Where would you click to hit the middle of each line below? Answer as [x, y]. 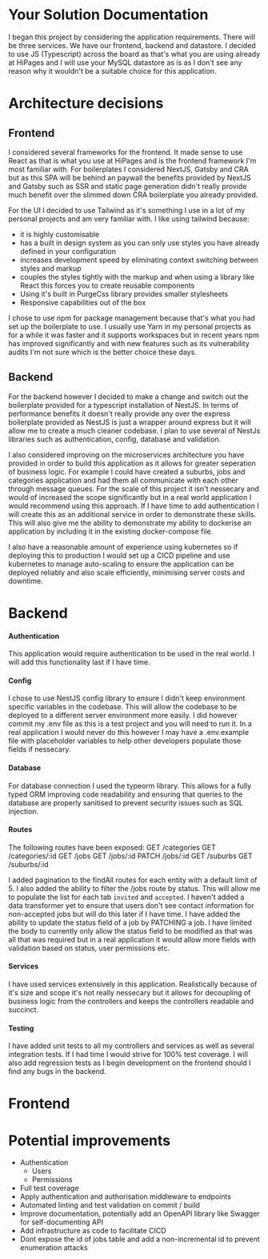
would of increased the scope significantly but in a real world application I [130, 497]
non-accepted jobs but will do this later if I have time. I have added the [124, 914]
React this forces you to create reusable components [107, 285]
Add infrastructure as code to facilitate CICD [93, 1231]
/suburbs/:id [29, 864]
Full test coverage [49, 1188]
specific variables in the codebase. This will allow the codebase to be [123, 707]
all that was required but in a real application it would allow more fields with [132, 939]
